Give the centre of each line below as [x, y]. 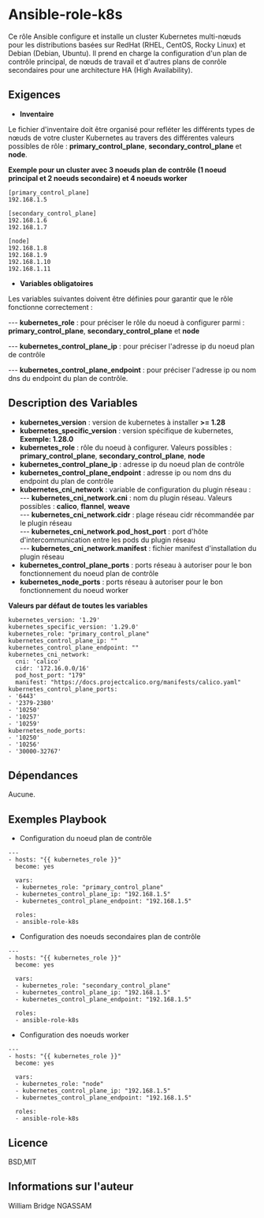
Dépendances [43, 775]
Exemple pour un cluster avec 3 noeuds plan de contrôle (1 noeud [117, 170]
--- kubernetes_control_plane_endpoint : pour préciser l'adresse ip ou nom [132, 370]
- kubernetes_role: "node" [59, 1084]
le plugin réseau [46, 522]
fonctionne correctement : [50, 307]
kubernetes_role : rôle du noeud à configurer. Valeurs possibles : [126, 447]
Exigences [35, 95]
